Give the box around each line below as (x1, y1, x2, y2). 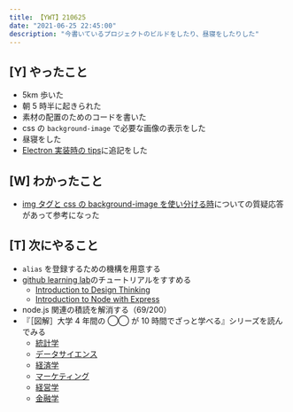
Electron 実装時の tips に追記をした (21, 145, 148, 156)
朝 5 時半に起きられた (21, 101, 102, 112)
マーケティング (35, 370, 90, 381)
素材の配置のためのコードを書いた (21, 112, 147, 122)
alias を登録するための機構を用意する (21, 263, 161, 274)
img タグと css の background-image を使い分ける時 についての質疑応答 (21, 198, 284, 209)
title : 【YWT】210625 (9, 12, 87, 22)
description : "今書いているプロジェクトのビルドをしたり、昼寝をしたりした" (9, 29, 259, 38)
